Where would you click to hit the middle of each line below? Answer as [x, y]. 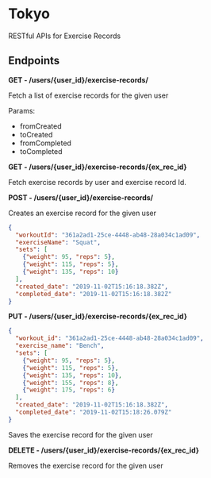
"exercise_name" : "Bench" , [60, 346]
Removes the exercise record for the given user [86, 465]
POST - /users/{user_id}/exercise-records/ [81, 197]
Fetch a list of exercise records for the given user [88, 95]
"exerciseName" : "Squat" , [58, 242]
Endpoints [34, 61]
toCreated [36, 134]
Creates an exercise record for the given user [82, 213]
